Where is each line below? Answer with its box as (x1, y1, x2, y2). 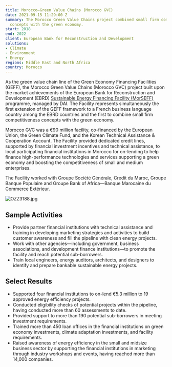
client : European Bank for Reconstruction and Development (5, 36, 134, 42)
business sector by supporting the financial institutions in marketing (12, 345, 156, 351)
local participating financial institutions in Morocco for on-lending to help (5, 149, 159, 155)
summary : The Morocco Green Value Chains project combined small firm (5, 17, 159, 22)
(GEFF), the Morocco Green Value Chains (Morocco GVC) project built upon (5, 84, 165, 90)
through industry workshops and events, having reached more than (12, 351, 155, 357)
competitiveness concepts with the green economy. (5, 117, 115, 123)
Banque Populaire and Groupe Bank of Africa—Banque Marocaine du (5, 180, 151, 187)
